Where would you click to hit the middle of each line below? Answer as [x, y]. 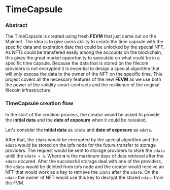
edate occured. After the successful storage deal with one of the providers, [84, 161]
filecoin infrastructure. [28, 90]
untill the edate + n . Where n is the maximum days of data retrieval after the [84, 155]
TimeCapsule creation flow [39, 104]
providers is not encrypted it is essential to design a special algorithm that [82, 69]
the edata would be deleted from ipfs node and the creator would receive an [85, 167]
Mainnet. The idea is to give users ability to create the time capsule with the [84, 42]
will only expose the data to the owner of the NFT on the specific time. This [84, 74]
